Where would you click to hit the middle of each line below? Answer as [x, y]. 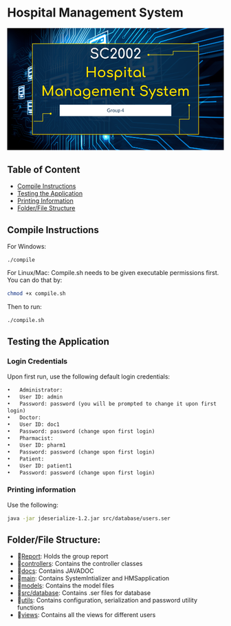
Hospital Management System [95, 13]
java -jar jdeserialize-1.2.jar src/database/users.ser [89, 518]
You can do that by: [35, 280]
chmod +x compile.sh [37, 294]
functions [31, 607]
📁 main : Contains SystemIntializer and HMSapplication [93, 578]
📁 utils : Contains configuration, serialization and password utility [107, 600]
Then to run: [25, 306]
